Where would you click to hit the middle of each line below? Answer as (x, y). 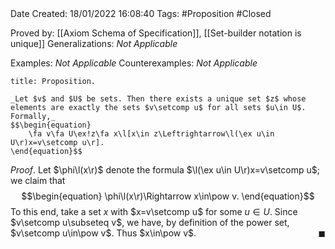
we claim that (38, 180)
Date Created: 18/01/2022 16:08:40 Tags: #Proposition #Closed (141, 13)
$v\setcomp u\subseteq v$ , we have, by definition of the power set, (150, 222)
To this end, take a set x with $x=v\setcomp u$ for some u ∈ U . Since (154, 211)
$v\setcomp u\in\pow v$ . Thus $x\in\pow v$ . (103, 233)
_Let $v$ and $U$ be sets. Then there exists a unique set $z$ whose (158, 99)
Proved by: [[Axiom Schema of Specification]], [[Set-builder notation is (156, 33)
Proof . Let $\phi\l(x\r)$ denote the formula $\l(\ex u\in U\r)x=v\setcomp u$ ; (165, 170)
